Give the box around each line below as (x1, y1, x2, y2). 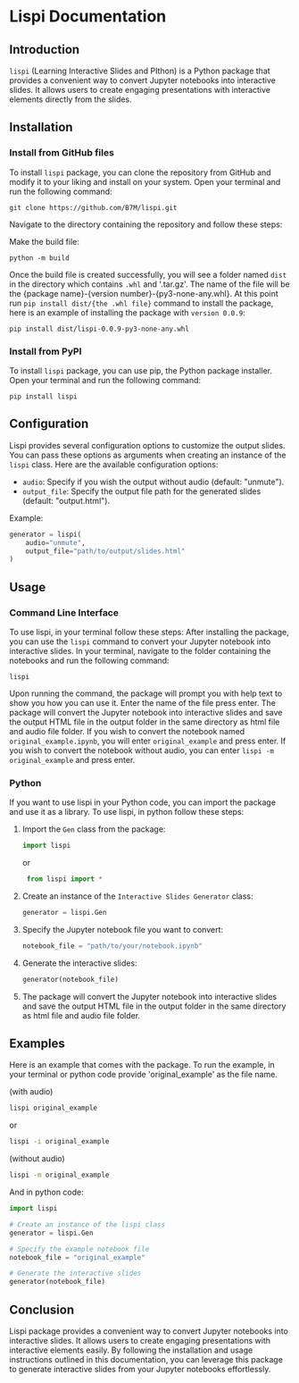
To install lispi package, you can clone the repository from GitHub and (9, 167, 271, 178)
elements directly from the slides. (9, 94, 132, 105)
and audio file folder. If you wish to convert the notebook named (9, 725, 245, 736)
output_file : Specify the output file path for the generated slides (21, 485, 262, 497)
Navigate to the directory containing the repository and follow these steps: (9, 219, 283, 230)
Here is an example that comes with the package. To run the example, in (9, 1060, 275, 1070)
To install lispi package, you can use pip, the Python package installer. (9, 365, 272, 376)
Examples (9, 1036, 65, 1052)
